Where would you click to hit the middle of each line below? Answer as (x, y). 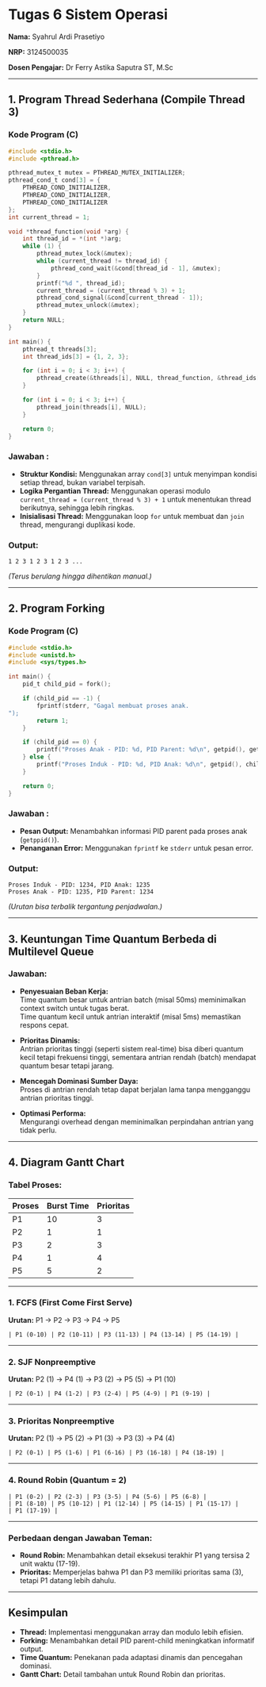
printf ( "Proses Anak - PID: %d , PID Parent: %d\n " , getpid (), (141, 750)
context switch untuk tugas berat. (74, 1008)
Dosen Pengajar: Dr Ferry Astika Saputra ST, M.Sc (91, 67)
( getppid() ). (39, 840)
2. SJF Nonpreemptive (52, 1362)
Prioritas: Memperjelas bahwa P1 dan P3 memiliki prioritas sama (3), (131, 1572)
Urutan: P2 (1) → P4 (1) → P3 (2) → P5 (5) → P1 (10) (92, 1379)
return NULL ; (44, 320)
